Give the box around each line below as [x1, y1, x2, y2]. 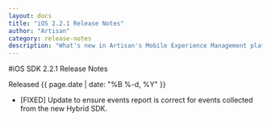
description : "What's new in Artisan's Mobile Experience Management [8, 42, 248, 50]
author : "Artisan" [8, 27, 70, 35]
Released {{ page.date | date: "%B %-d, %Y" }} [8, 80, 167, 90]
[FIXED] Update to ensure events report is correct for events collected [19, 95, 253, 105]
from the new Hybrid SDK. [19, 104, 107, 114]
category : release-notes [8, 34, 92, 43]
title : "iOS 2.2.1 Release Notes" [8, 19, 125, 27]
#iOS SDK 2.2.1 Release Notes [8, 64, 108, 73]
